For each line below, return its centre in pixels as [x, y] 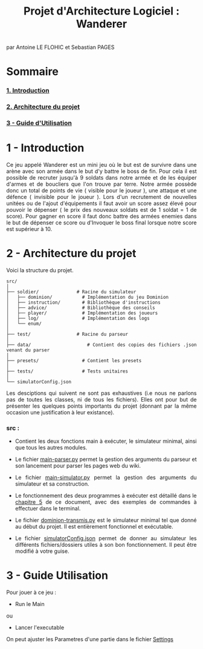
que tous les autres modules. [51, 448]
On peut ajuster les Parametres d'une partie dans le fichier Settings [90, 639]
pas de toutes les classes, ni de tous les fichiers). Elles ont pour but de [101, 399]
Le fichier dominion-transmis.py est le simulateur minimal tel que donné [106, 520]
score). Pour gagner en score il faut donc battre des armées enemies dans [101, 216]
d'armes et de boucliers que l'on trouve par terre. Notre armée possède [101, 184]
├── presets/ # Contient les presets [74, 360]
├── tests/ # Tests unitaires [67, 371]
